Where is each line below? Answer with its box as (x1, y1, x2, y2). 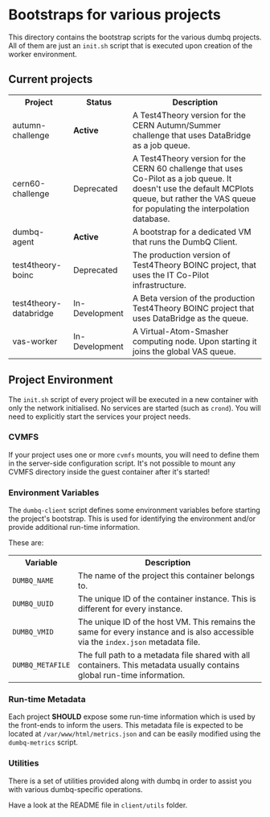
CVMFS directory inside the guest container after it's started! (8, 466, 211, 476)
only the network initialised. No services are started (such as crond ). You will (8, 403, 261, 413)
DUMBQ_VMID (12, 627, 54, 637)
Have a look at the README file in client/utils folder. (8, 800, 188, 810)
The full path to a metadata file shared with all (77, 650, 251, 661)
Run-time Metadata (8, 694, 86, 705)
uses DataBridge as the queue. (132, 312, 249, 323)
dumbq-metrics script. (8, 737, 79, 747)
